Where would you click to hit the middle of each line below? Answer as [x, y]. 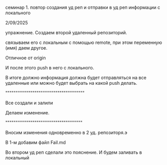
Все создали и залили [29, 103]
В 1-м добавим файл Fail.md [36, 142]
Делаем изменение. [27, 113]
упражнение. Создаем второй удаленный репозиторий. [66, 32]
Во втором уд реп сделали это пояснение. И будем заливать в [74, 152]
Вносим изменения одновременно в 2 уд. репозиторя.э [66, 133]
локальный [17, 158]
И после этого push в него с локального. [50, 68]
